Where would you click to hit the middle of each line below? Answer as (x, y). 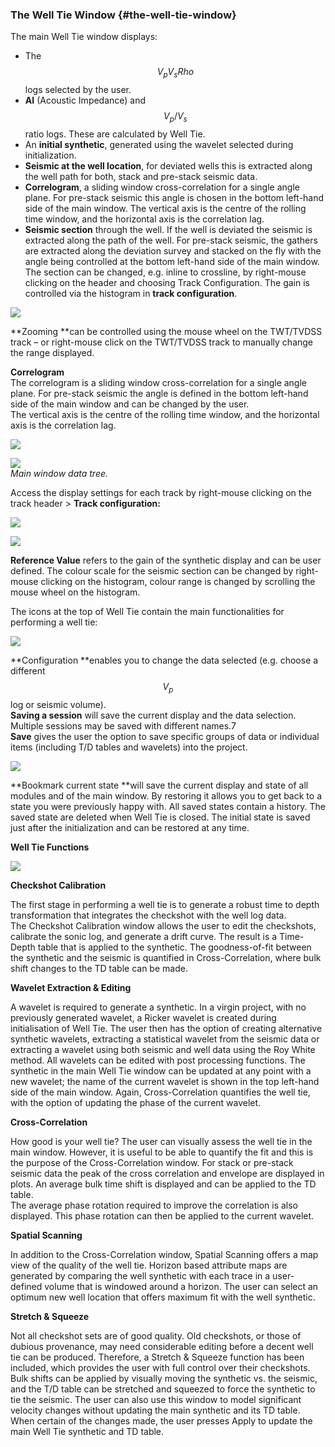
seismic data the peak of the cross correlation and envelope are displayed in (167, 1173)
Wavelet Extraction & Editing (71, 987)
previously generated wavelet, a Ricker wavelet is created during (143, 1017)
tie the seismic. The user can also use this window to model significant (156, 1399)
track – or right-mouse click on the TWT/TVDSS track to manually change (162, 342)
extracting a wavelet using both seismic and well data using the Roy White (163, 1049)
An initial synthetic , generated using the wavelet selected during (159, 144)
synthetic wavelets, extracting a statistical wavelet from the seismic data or (165, 1039)
